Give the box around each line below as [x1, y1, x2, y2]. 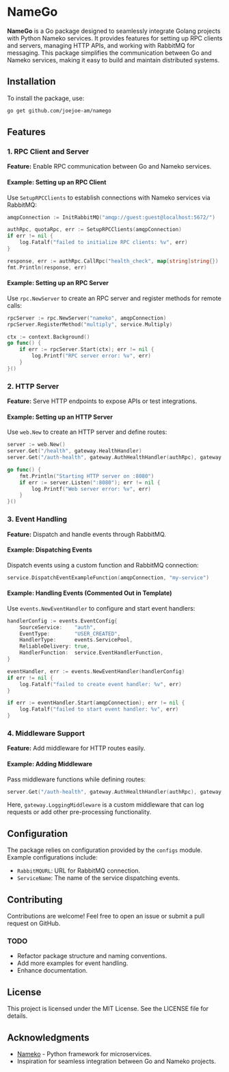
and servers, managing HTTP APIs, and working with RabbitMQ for [7, 41, 196, 49]
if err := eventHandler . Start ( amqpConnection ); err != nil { [7, 700, 185, 707]
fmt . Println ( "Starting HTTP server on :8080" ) [19, 472, 154, 480]
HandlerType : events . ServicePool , [19, 637, 133, 644]
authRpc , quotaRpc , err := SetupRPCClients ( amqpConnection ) [7, 226, 183, 233]
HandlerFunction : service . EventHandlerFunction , [19, 649, 164, 657]
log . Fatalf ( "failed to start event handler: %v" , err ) [19, 706, 179, 713]
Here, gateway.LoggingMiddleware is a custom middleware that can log [7, 801, 204, 809]
